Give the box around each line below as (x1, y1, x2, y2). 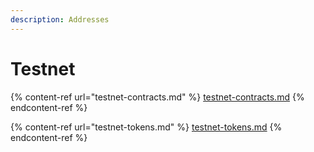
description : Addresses (10, 14, 110, 25)
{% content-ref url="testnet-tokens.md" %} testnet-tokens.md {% (10, 121, 283, 133)
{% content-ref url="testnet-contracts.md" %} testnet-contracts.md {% (10, 91, 305, 103)
